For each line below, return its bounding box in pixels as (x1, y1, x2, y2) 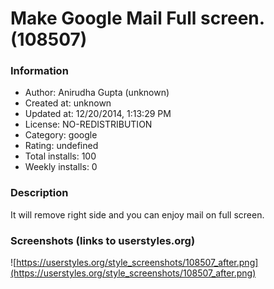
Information (10, 64, 69, 78)
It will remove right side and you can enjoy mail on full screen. (10, 208, 265, 221)
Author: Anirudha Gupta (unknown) (24, 87, 170, 99)
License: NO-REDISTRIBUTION (24, 118, 153, 131)
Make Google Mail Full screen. (10, 7, 265, 30)
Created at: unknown (24, 97, 112, 109)
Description (10, 186, 69, 200)
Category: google (24, 129, 98, 141)
